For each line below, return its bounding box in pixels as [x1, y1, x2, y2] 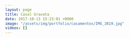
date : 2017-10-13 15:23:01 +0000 [5, 16, 74, 21]
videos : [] [5, 26, 28, 31]
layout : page [5, 7, 32, 12]
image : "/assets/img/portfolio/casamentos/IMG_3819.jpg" [5, 21, 125, 26]
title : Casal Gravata [5, 12, 50, 17]
